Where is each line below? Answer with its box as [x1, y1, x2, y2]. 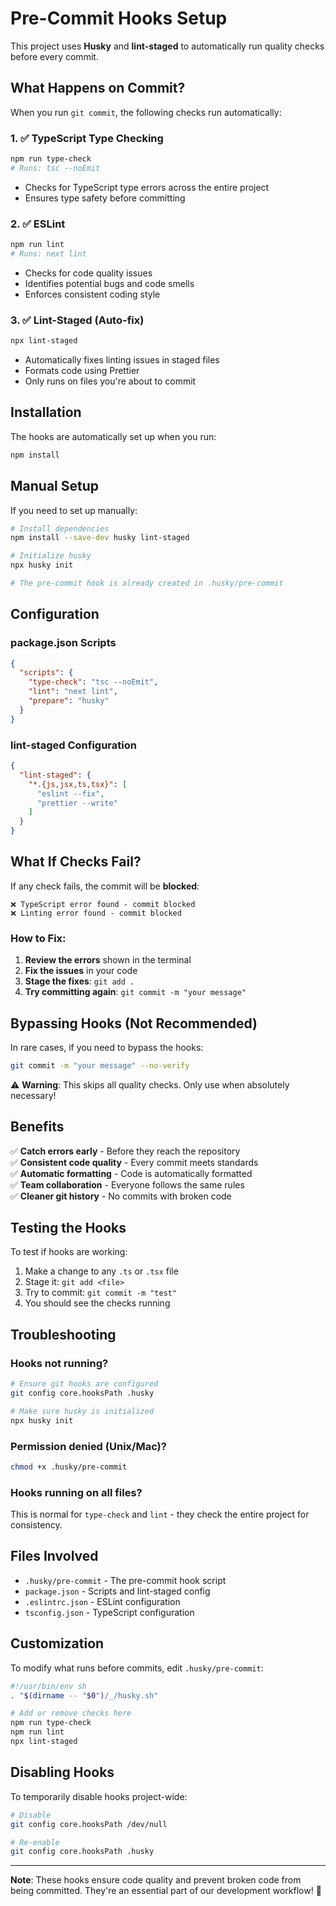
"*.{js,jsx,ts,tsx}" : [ [28, 779, 128, 789]
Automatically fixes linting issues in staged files [24, 354, 220, 366]
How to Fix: [10, 931, 67, 945]
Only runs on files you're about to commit [24, 375, 197, 387]
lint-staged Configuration [10, 738, 137, 752]
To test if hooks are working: [10, 1246, 128, 1258]
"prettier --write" [36, 798, 118, 808]
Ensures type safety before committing [24, 192, 186, 204]
